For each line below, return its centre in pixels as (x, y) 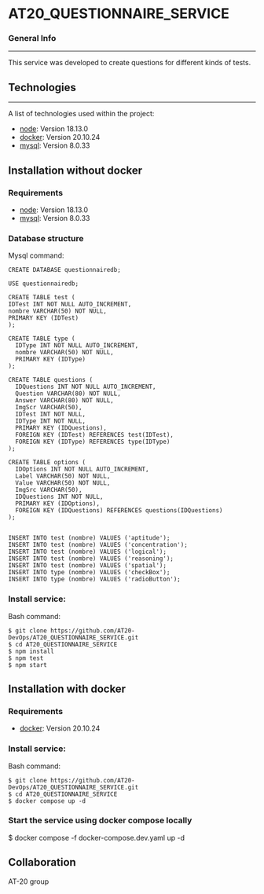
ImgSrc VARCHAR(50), (49, 490)
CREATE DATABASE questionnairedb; (65, 270)
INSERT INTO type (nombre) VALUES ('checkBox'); (89, 573)
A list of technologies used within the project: (81, 114)
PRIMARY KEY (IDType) (51, 359)
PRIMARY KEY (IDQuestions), (61, 428)
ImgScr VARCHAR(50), (49, 408)
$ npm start (27, 665)
